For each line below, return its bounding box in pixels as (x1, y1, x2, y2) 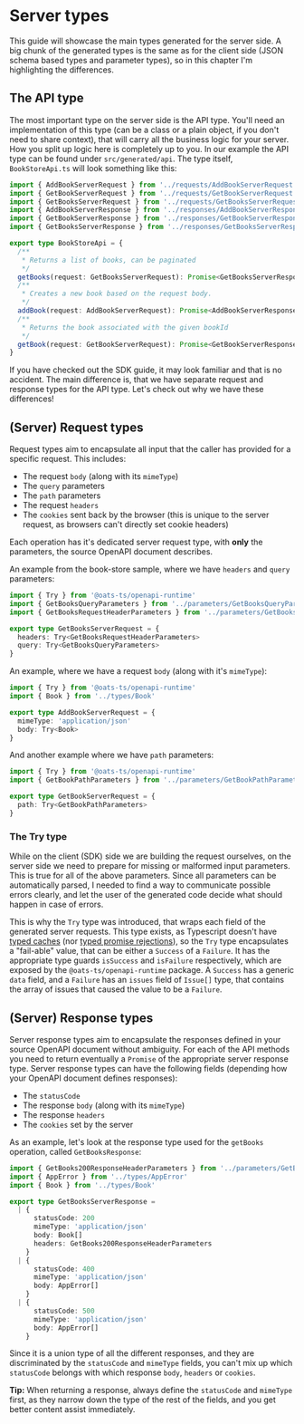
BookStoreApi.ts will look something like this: (9, 162, 177, 173)
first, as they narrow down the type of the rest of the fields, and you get (9, 1394, 276, 1405)
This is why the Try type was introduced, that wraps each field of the (9, 917, 267, 928)
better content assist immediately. (9, 1404, 136, 1415)
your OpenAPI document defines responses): (9, 1073, 178, 1083)
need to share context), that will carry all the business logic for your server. (9, 133, 290, 145)
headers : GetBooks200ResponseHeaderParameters (33, 1238, 213, 1248)
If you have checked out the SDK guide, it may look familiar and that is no (9, 364, 282, 376)
